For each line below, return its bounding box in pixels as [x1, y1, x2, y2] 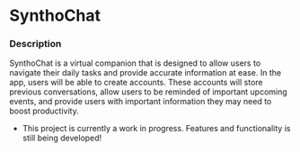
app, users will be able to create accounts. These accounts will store [9, 77, 263, 88]
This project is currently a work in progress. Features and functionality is [22, 123, 291, 134]
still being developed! [22, 132, 102, 144]
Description [9, 38, 62, 50]
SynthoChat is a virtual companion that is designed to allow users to [9, 58, 261, 68]
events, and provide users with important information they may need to [9, 96, 272, 107]
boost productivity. [9, 105, 79, 117]
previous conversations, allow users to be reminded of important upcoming [9, 86, 287, 97]
